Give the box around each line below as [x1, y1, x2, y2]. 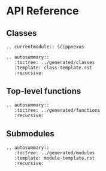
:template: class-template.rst [14, 65, 93, 71]
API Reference [6, 4, 79, 18]
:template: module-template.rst [14, 155, 95, 161]
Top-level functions [6, 86, 81, 96]
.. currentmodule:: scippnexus [6, 44, 84, 50]
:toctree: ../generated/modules [14, 149, 95, 156]
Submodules [6, 129, 55, 139]
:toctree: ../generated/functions [14, 107, 101, 113]
